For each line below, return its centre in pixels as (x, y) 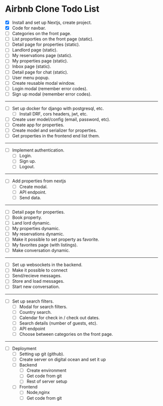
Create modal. (33, 187)
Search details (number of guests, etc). (58, 323)
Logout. (27, 167)
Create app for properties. (38, 125)
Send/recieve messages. (37, 276)
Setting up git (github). (42, 354)
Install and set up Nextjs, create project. (52, 22)
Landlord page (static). (35, 50)
